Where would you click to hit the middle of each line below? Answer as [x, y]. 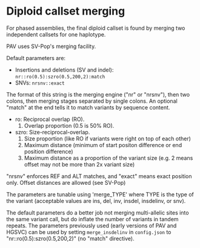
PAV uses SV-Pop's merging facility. [51, 46]
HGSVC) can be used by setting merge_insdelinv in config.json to [89, 232]
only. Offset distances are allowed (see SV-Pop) [66, 182]
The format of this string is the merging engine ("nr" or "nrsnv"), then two [98, 94]
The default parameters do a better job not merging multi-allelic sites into [98, 212]
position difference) [49, 151]
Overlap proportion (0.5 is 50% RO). [69, 125]
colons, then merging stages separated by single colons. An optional [92, 101]
